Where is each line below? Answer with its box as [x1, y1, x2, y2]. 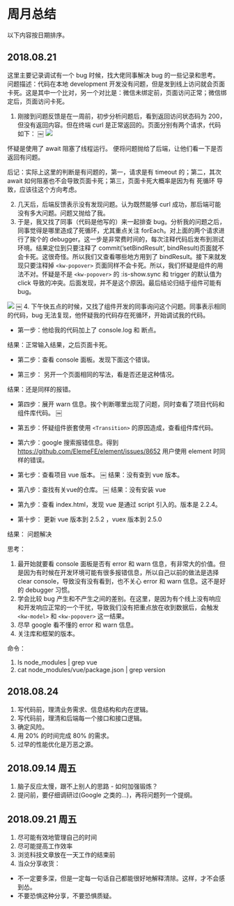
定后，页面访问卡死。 [7, 97, 68, 105]
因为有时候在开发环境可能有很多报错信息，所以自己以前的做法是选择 [23, 568, 219, 577]
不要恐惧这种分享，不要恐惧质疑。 [17, 891, 116, 900]
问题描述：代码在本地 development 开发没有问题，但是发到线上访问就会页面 [7, 80, 225, 88]
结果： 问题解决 [7, 530, 52, 538]
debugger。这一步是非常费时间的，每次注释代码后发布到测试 [49, 235, 224, 243]
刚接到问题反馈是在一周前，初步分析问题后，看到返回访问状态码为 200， [17, 112, 226, 120]
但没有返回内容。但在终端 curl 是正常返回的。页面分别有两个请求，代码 [17, 120, 221, 129]
